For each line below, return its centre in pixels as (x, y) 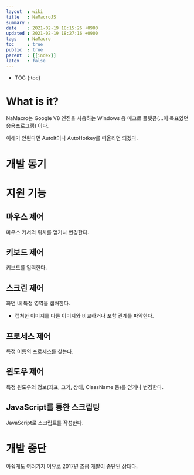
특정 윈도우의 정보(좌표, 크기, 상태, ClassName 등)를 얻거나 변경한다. (85, 387)
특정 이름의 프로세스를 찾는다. (40, 351)
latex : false (26, 61)
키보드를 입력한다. (27, 268)
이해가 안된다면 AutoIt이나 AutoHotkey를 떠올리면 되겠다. (72, 138)
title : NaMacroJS (31, 17)
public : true (25, 50)
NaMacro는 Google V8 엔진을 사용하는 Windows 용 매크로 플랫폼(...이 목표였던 (97, 118)
